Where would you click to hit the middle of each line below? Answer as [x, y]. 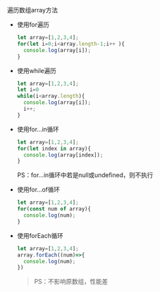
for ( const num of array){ [54, 209]
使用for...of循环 [38, 189]
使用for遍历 [33, 25]
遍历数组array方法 [32, 10]
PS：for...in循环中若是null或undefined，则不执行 [85, 175]
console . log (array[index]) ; [64, 155]
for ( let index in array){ [54, 148]
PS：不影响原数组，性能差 [71, 282]
